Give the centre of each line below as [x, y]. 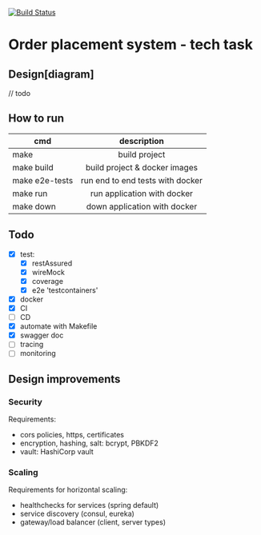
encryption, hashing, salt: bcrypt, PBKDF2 [89, 443]
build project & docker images [142, 167]
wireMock [48, 272]
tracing [32, 345]
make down [34, 206]
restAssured [52, 263]
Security [25, 401]
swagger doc [42, 335]
